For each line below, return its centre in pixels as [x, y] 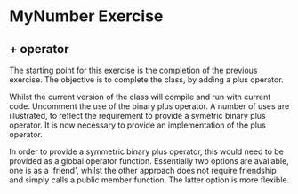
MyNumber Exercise [86, 16]
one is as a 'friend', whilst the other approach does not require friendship [143, 171]
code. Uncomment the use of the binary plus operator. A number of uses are [149, 106]
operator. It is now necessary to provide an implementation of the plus [138, 125]
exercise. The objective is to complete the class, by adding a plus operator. [146, 80]
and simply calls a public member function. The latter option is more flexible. [149, 180]
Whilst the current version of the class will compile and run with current [140, 97]
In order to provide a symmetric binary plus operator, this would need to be [147, 151]
